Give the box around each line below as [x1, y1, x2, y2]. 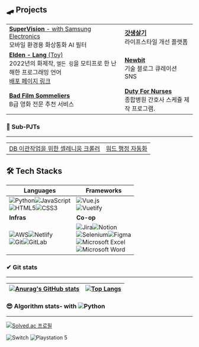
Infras [9, 213, 27, 221]
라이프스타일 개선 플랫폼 [124, 37, 188, 46]
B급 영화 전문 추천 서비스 [9, 100, 74, 108]
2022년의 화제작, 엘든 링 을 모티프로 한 [9, 59, 110, 67]
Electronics [9, 32, 40, 40]
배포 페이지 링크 [9, 77, 51, 85]
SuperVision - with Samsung [9, 24, 92, 33]
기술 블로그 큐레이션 [124, 64, 177, 72]
